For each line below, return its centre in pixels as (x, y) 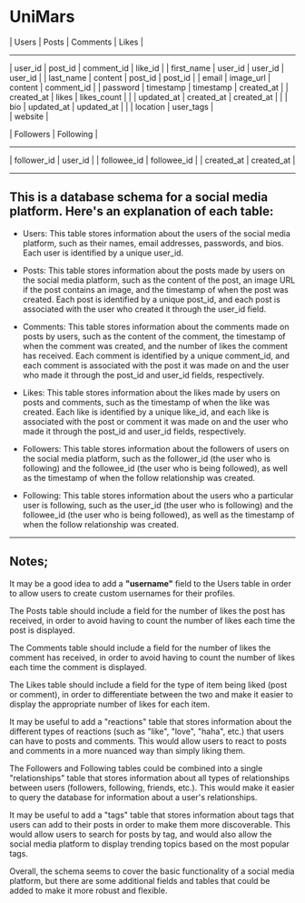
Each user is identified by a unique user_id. (103, 253)
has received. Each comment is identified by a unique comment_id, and (156, 356)
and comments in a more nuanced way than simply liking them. (128, 750)
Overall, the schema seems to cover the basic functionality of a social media (152, 871)
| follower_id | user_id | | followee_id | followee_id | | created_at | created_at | (152, 160)
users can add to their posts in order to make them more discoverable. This (150, 824)
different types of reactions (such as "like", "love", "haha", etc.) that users (147, 731)
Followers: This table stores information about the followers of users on (156, 448)
